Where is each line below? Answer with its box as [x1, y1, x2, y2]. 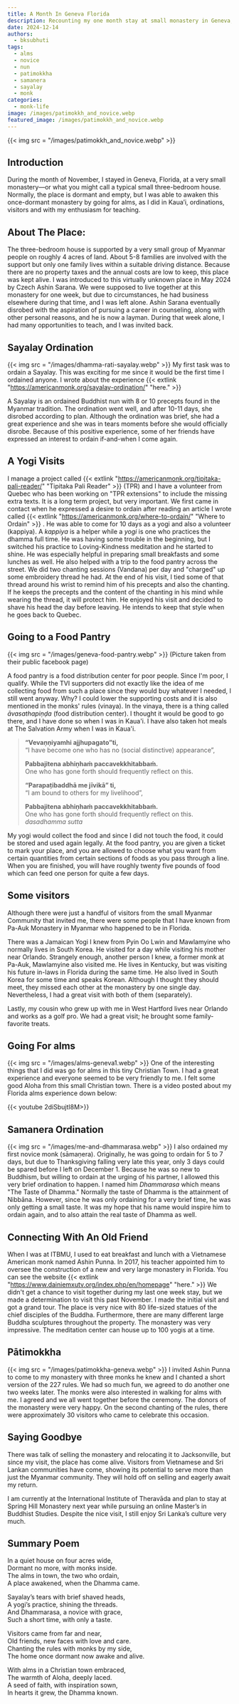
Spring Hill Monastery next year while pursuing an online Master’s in [7, 1502, 207, 1510]
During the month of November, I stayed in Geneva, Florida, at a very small [7, 175, 226, 184]
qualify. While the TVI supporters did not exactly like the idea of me [7, 679, 205, 687]
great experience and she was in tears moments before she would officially [7, 419, 228, 428]
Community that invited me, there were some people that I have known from [7, 916, 230, 924]
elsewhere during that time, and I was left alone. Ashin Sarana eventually [7, 298, 221, 307]
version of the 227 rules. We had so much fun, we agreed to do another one [7, 1380, 230, 1389]
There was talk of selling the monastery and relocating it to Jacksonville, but [7, 1450, 231, 1458]
